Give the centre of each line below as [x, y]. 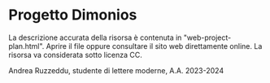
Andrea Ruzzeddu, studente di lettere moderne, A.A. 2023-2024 [116, 70]
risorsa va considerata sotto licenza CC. [75, 55]
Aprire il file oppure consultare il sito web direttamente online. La [154, 46]
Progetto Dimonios [73, 15]
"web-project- [207, 37]
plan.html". [26, 46]
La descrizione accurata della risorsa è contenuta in [95, 37]
